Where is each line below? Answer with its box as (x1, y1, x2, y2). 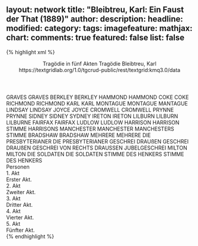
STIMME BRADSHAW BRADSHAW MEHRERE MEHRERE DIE (6, 131, 151, 139)
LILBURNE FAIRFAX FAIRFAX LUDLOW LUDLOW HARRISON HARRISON (6, 119, 180, 126)
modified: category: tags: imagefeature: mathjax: (6, 23, 193, 33)
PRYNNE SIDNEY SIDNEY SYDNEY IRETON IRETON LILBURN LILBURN (6, 113, 178, 120)
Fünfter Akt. (6, 226, 35, 233)
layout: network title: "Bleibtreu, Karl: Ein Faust (6, 5, 184, 15)
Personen (6, 163, 30, 170)
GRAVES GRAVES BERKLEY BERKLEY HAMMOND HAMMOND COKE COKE (6, 94, 189, 101)
